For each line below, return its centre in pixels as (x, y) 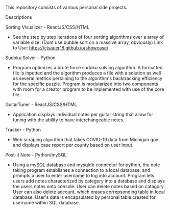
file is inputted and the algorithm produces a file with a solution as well (87, 73)
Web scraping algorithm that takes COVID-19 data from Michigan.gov (85, 139)
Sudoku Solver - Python (30, 58)
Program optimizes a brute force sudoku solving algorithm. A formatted (88, 68)
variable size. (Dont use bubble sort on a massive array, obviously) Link (88, 42)
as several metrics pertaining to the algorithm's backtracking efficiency (88, 78)
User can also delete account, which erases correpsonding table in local (89, 192)
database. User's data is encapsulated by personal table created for (84, 197)
